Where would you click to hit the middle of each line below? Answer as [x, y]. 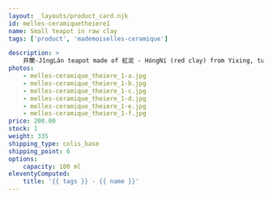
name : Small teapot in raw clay [63, 31]
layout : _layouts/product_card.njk [68, 16]
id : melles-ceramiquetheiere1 [59, 24]
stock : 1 [23, 129]
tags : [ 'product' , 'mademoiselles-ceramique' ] [88, 39]
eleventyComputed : [39, 174]
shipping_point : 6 [39, 151]
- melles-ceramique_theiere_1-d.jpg [85, 98]
